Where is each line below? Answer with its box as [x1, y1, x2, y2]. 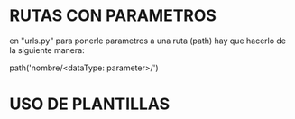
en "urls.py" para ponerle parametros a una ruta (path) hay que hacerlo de [9, 35, 287, 46]
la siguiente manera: [9, 44, 85, 55]
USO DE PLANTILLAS [9, 94, 171, 114]
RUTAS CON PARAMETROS [9, 5, 217, 26]
